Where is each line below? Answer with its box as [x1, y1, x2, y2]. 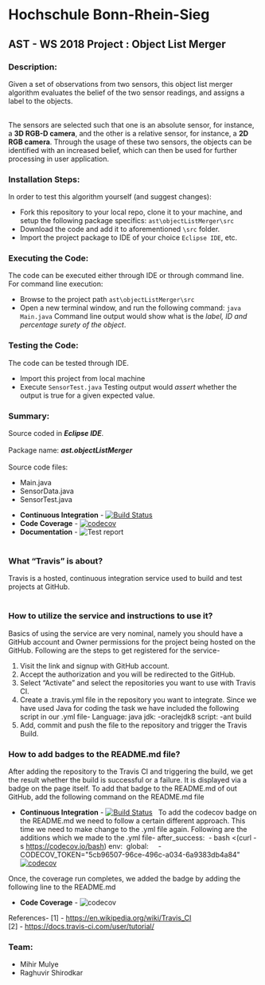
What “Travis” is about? [8, 555, 103, 567]
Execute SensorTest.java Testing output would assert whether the [19, 382, 237, 391]
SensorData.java [19, 486, 74, 496]
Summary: [8, 410, 50, 422]
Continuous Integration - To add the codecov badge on [19, 807, 257, 817]
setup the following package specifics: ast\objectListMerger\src [19, 216, 235, 226]
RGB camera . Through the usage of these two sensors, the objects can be [8, 137, 252, 147]
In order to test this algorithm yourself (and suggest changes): [8, 192, 212, 202]
